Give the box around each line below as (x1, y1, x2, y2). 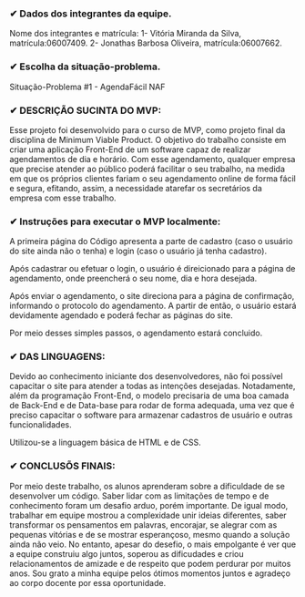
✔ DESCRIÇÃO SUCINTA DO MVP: (9, 104, 162, 117)
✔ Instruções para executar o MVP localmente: (9, 215, 221, 228)
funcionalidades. (9, 419, 73, 430)
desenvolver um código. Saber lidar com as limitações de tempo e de (9, 490, 269, 501)
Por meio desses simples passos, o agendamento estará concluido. (9, 327, 263, 339)
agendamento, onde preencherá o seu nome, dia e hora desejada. (9, 273, 258, 284)
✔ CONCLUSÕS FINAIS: (9, 459, 116, 472)
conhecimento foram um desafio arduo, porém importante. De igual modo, (9, 499, 289, 510)
